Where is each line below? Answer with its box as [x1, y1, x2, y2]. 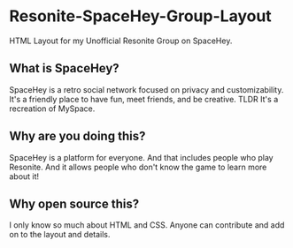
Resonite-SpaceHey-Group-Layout [9, 6, 272, 26]
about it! [9, 170, 40, 182]
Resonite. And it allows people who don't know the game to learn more [9, 162, 267, 172]
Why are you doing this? [9, 129, 146, 144]
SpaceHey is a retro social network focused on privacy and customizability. [9, 84, 284, 94]
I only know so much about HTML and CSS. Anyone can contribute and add [9, 220, 285, 230]
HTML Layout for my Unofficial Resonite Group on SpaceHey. [9, 35, 233, 46]
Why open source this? [9, 196, 140, 211]
